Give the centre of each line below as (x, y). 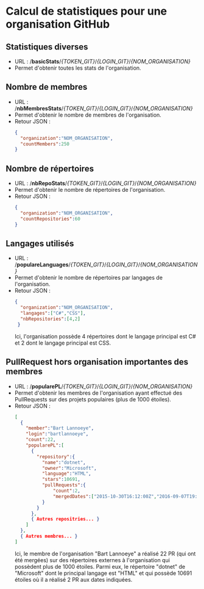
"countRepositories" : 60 (50, 219)
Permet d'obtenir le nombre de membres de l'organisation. (88, 115)
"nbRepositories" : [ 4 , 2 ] (50, 319)
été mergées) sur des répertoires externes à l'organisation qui (92, 560)
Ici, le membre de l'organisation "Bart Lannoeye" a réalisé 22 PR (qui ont (105, 554)
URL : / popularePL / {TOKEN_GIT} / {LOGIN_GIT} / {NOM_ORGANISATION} (104, 386)
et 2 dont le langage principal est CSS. (63, 343)
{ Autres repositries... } (65, 519)
